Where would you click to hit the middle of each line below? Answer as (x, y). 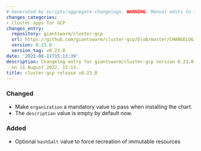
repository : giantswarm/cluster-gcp (57, 34)
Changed (20, 94)
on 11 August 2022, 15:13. (45, 67)
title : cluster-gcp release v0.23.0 (52, 73)
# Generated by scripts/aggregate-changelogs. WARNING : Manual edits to (99, 12)
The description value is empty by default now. (74, 113)
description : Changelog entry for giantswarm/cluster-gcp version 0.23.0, (101, 61)
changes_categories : (32, 17)
